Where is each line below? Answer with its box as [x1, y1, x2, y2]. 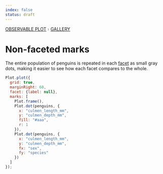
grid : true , [10, 80, 35, 85]
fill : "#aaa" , [18, 118, 49, 123]
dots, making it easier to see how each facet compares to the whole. [5, 66, 148, 72]
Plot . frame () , [14, 99, 44, 104]
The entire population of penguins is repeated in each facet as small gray [5, 60, 158, 66]
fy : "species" [18, 150, 49, 155]
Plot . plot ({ [5, 75, 30, 81]
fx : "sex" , [18, 146, 42, 151]
